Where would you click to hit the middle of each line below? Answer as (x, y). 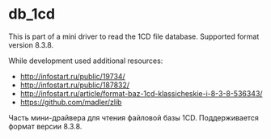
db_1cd (32, 14)
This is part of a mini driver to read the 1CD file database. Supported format (134, 36)
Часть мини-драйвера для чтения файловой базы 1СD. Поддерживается (133, 117)
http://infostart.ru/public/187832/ (75, 85)
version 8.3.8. (31, 44)
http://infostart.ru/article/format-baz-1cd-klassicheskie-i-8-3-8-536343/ (141, 93)
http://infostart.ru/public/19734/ (72, 76)
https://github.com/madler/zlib (71, 102)
